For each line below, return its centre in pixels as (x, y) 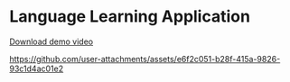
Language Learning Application (130, 17)
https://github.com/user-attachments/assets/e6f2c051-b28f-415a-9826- (145, 59)
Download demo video (51, 41)
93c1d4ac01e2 (37, 68)
